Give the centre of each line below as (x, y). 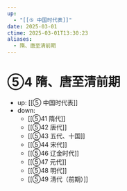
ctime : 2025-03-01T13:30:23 (48, 33)
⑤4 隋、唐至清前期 (64, 82)
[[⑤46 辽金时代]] (53, 153)
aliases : (20, 39)
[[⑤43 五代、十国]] (56, 136)
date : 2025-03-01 (32, 26)
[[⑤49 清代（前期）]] (58, 179)
